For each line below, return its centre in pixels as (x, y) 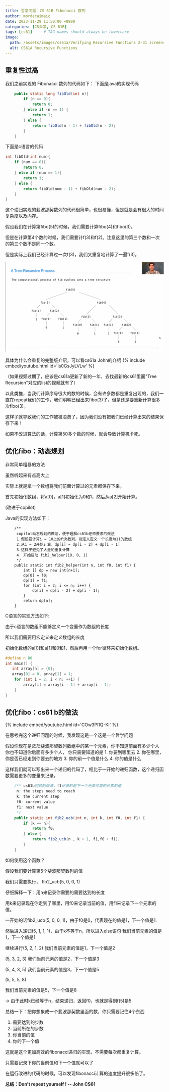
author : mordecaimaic (28, 16)
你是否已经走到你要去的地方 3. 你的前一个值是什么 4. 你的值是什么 (73, 758)
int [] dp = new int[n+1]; (52, 570)
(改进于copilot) (21, 507)
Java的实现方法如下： (28, 518)
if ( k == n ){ (37, 823)
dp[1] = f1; (36, 580)
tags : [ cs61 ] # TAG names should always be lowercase (67, 32)
